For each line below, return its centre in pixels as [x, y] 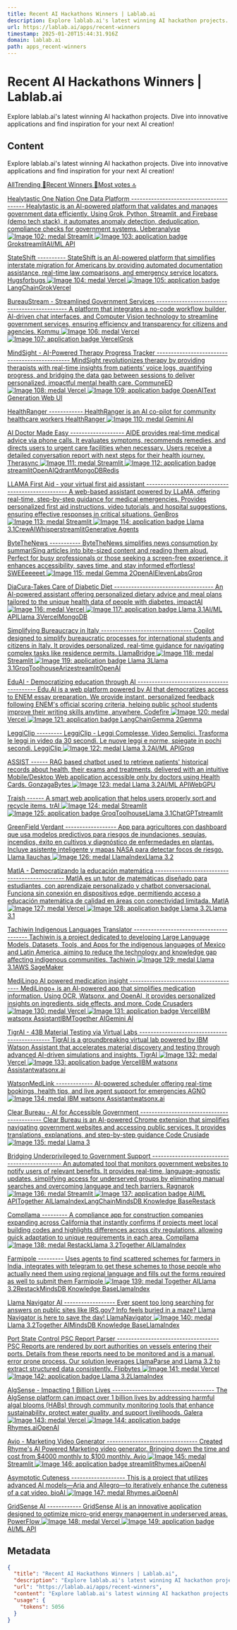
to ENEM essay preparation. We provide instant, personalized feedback [111, 696]
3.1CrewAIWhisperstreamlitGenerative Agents [73, 529]
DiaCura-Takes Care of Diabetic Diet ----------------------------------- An [115, 586]
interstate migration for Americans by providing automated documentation [115, 265]
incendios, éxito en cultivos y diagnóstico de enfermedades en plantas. [111, 842]
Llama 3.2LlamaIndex [133, 1376]
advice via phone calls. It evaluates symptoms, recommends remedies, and [116, 440]
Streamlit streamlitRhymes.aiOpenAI [107, 1464]
